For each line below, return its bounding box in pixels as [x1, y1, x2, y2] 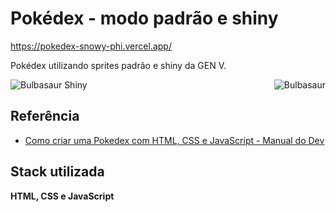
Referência [10, 108, 80, 125]
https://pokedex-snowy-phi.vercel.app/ [10, 40, 172, 52]
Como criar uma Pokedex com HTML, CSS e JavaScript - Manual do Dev [24, 134, 325, 146]
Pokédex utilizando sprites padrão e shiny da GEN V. [10, 59, 227, 71]
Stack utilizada [10, 163, 105, 181]
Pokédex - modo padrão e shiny [10, 7, 279, 30]
